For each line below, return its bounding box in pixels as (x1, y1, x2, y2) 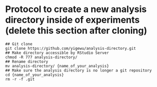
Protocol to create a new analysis (5, 4, 147, 15)
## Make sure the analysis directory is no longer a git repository (5, 68, 152, 73)
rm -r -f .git (5, 76, 35, 81)
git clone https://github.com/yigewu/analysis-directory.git (5, 46, 136, 51)
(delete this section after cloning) (5, 25, 147, 36)
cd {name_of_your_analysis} (5, 72, 64, 77)
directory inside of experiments (5, 14, 140, 26)
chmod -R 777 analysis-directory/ (5, 54, 78, 60)
